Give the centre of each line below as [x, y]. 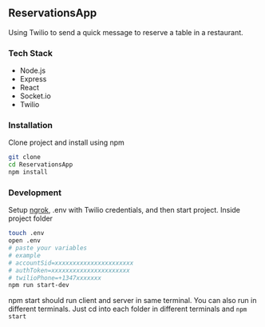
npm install [28, 172]
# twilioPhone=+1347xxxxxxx [55, 278]
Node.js [33, 70]
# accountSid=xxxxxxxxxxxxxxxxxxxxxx [71, 263]
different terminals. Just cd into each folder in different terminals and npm [128, 309]
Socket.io [36, 96]
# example [25, 255]
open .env [25, 241]
